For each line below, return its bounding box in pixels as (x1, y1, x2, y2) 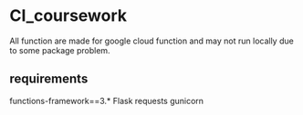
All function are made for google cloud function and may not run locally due (9, 35, 294, 46)
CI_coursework (9, 5, 128, 26)
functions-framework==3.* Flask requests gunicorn (9, 95, 204, 106)
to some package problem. (9, 44, 111, 55)
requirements (9, 72, 89, 87)
